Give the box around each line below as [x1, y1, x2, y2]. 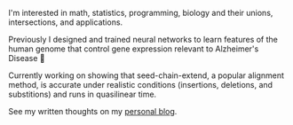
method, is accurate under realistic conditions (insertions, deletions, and [8, 80, 273, 90]
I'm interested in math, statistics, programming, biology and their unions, [8, 8, 273, 18]
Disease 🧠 [8, 53, 45, 63]
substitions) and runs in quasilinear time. [8, 89, 157, 99]
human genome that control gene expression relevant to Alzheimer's [8, 43, 259, 54]
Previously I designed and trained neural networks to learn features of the [8, 35, 279, 44]
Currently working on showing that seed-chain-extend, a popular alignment [8, 70, 285, 81]
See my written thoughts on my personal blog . [8, 106, 178, 116]
